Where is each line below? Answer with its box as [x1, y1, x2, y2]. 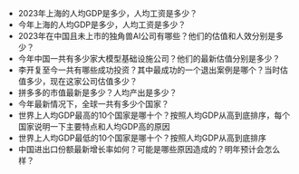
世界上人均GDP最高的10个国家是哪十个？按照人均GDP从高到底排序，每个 [17, 110, 291, 121]
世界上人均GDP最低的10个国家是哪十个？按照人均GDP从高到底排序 [17, 132, 267, 143]
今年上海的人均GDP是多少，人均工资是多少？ [17, 19, 187, 30]
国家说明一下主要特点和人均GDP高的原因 [17, 121, 170, 131]
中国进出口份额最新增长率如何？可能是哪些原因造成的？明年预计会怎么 [17, 144, 281, 154]
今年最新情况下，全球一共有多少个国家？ [17, 99, 169, 109]
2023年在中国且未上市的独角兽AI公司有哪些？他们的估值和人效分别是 [17, 31, 276, 41]
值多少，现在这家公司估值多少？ [17, 76, 138, 86]
